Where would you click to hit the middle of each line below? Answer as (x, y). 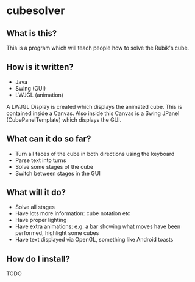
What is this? (32, 33)
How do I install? (38, 258)
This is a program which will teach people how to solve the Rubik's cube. (98, 48)
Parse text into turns (41, 160)
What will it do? (36, 192)
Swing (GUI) (30, 88)
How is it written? (40, 67)
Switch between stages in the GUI (58, 173)
